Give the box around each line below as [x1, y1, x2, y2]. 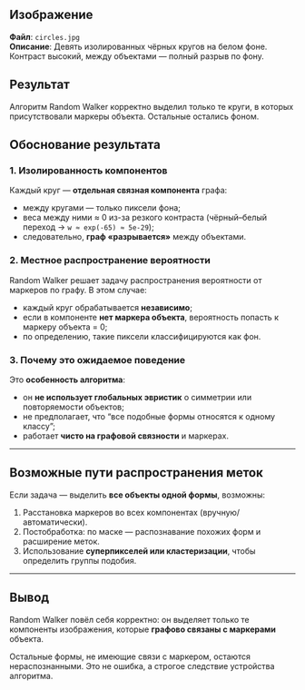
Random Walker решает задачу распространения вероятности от [9, 274, 262, 285]
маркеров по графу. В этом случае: [9, 284, 147, 295]
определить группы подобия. [22, 555, 137, 566]
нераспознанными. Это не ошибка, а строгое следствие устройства [9, 660, 275, 671]
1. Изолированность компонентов [9, 163, 168, 176]
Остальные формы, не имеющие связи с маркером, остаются [9, 651, 251, 662]
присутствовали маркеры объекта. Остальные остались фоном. [9, 111, 260, 122]
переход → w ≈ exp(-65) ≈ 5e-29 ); [22, 222, 154, 232]
